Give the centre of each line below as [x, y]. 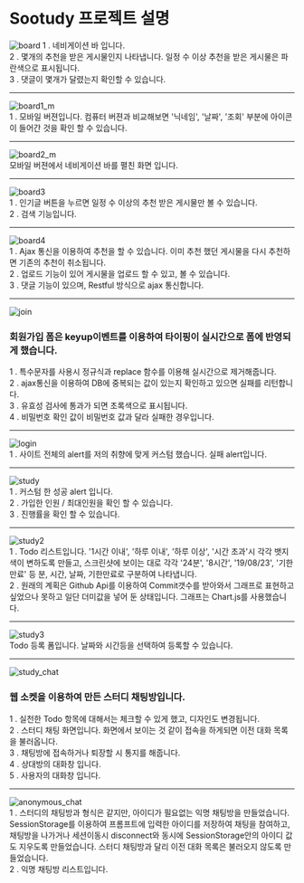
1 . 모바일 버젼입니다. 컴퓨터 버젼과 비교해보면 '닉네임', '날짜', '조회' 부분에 [139, 116]
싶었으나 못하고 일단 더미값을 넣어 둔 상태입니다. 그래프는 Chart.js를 [129, 597]
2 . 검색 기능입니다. [43, 214]
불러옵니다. [38, 741]
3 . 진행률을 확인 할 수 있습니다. [65, 514]
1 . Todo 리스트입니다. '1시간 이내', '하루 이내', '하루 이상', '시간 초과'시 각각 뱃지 [149, 552]
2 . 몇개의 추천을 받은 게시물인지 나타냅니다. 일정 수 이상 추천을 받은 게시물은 [144, 56]
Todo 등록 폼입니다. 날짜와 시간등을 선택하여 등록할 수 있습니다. [121, 646]
